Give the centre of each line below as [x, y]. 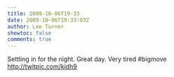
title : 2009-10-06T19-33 [43, 14]
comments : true [29, 40]
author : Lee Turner [36, 26]
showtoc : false [29, 33]
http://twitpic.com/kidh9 [42, 67]
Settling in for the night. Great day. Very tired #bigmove [87, 59]
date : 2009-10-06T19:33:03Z [48, 20]
